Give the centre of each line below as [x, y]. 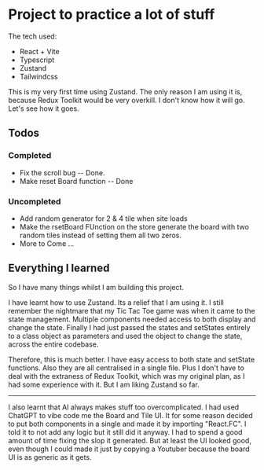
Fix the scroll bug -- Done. [62, 173]
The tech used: [33, 36]
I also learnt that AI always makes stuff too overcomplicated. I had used [124, 407]
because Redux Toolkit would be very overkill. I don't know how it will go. [126, 100]
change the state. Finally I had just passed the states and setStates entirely [129, 327]
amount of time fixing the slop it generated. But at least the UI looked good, [130, 440]
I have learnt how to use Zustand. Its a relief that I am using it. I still [116, 302]
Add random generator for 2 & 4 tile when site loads [103, 218]
